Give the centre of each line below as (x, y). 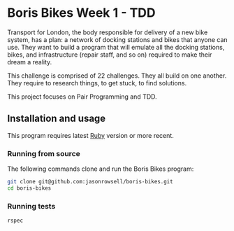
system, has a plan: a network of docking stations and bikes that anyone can (118, 39)
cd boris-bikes (29, 188)
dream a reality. (30, 62)
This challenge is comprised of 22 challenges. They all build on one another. (117, 76)
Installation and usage (57, 119)
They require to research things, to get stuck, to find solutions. (97, 83)
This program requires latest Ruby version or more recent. (91, 135)
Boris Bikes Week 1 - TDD (81, 13)
